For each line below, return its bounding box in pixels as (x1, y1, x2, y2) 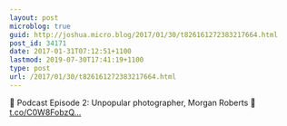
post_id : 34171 (9, 38, 67, 48)
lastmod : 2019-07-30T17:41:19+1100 (9, 55, 144, 64)
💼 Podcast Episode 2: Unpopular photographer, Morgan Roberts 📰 (9, 97, 256, 108)
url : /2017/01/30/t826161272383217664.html (9, 73, 177, 82)
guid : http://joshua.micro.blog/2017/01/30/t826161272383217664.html (9, 30, 279, 39)
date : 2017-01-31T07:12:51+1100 (9, 47, 132, 56)
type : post (9, 64, 51, 73)
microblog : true (9, 22, 71, 31)
